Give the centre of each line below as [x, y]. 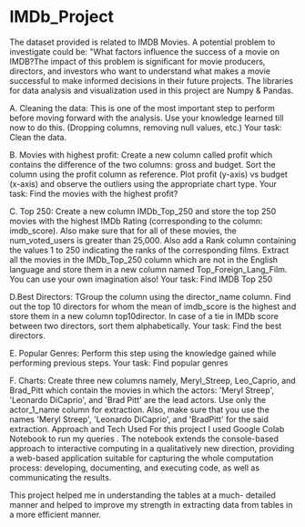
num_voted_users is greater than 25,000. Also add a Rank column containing [153, 240]
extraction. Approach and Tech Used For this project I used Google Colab [147, 429]
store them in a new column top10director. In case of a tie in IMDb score [144, 315]
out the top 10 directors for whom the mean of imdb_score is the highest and [153, 306]
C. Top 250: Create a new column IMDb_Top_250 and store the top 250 [143, 211]
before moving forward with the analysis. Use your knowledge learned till [147, 118]
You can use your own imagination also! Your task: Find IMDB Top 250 [141, 279]
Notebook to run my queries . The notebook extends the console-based [144, 439]
